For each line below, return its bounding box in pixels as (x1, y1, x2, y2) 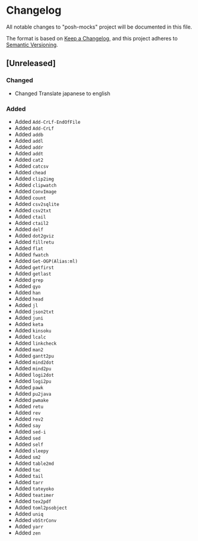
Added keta (14, 320, 43, 327)
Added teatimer (14, 491, 55, 498)
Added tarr (14, 479, 43, 486)
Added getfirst (14, 263, 55, 271)
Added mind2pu (14, 364, 52, 372)
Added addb (14, 130, 43, 137)
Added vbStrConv (14, 516, 57, 524)
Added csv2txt (14, 207, 52, 214)
